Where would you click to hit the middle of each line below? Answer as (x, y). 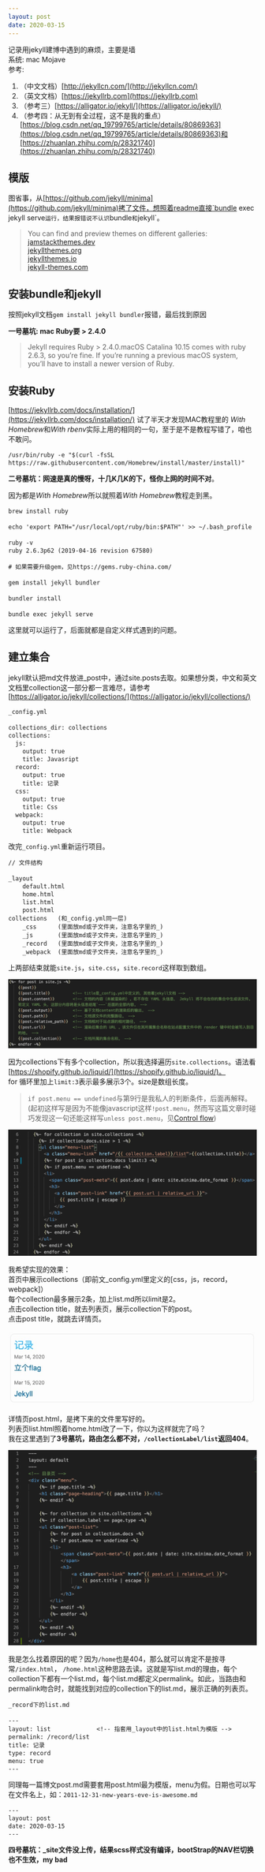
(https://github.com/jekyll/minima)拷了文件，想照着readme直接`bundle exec (131, 208)
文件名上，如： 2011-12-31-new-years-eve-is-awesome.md (106, 1795)
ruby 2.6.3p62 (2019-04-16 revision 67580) (81, 551)
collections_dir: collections (58, 727)
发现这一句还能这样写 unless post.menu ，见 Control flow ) (125, 1118)
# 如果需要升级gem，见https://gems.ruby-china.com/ (90, 567)
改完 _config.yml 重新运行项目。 (59, 846)
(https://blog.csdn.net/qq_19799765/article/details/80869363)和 (124, 133)
